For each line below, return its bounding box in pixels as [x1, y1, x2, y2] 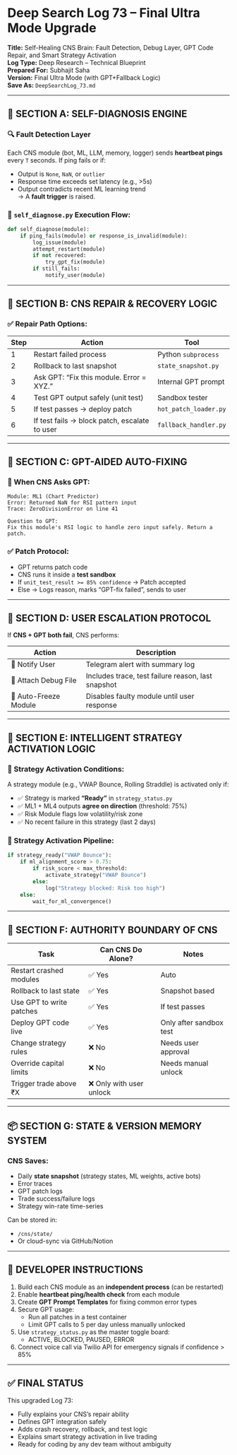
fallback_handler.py [157, 420, 226, 429]
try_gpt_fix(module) [44, 259, 106, 266]
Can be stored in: [7, 1215, 58, 1224]
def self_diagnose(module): [7, 225, 90, 232]
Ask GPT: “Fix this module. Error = [33, 372, 147, 382]
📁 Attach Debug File [11, 676, 77, 685]
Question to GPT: [7, 518, 59, 525]
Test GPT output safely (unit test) [33, 392, 144, 402]
